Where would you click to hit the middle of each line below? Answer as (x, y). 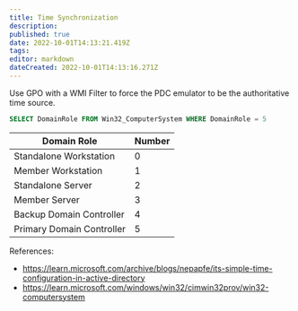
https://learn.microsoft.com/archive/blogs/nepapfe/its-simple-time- (147, 268)
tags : (19, 51)
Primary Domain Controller (70, 229)
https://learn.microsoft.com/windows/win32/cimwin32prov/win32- (145, 287)
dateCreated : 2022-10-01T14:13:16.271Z (84, 68)
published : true (39, 34)
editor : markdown (42, 59)
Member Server (47, 200)
